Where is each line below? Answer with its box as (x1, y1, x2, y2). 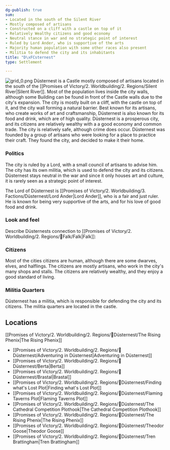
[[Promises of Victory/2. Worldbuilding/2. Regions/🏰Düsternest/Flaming (12, 390, 163, 397)
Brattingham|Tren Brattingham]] (12, 439, 80, 445)
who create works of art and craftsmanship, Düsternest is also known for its (5, 110, 164, 116)
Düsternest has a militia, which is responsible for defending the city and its (5, 298, 162, 304)
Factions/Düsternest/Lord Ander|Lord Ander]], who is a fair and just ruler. (5, 193, 159, 199)
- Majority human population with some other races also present (5, 45, 147, 50)
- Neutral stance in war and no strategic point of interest (5, 36, 138, 41)
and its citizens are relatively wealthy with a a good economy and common (5, 121, 162, 127)
